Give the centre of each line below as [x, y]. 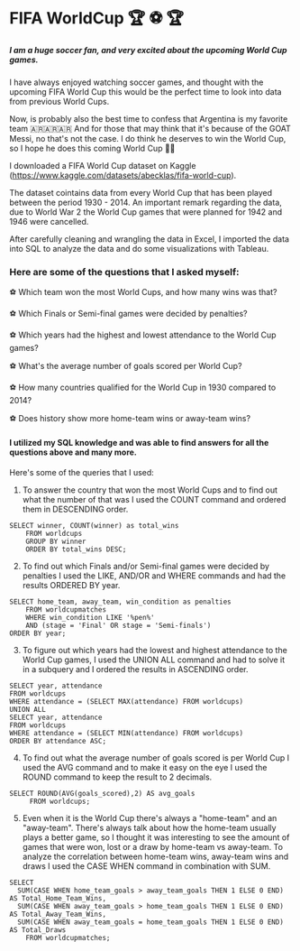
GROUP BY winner [56, 541]
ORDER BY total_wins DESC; [76, 549]
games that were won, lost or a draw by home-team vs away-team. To [153, 846]
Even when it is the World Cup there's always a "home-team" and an [150, 817]
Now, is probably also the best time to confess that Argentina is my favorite [149, 119]
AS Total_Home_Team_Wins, [58, 898]
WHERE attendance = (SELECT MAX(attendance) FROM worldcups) [127, 701]
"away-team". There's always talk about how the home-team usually [149, 827]
